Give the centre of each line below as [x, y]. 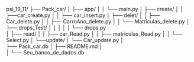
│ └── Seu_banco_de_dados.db [45, 52]
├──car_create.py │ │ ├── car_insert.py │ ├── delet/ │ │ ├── [83, 15]
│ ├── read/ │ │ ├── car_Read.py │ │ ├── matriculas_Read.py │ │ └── [95, 34]
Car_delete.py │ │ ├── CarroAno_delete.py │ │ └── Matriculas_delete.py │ [98, 21]
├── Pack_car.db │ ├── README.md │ [54, 46]
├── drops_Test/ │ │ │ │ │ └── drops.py [56, 27]
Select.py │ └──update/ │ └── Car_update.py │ [65, 40]
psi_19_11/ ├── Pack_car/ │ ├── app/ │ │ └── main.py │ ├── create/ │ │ [95, 9]
